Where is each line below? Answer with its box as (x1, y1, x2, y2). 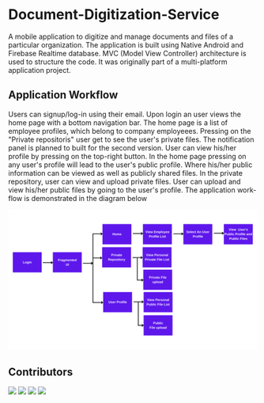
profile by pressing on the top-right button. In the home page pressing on (8, 151, 247, 161)
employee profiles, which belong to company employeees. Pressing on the (8, 126, 251, 135)
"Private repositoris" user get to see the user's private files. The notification (8, 135, 255, 144)
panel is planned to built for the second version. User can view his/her (8, 143, 237, 152)
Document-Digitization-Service (8, 6, 220, 24)
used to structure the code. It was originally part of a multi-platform (8, 57, 228, 67)
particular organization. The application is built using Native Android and (8, 40, 243, 49)
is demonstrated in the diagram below (24, 193, 148, 203)
